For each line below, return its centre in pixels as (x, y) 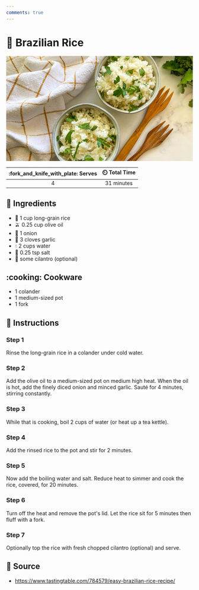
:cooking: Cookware (44, 277)
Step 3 (16, 409)
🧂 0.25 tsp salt (32, 252)
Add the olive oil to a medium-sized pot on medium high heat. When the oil (97, 381)
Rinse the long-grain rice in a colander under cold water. (75, 353)
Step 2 (16, 368)
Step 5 (16, 465)
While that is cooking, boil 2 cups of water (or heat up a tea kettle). (87, 422)
